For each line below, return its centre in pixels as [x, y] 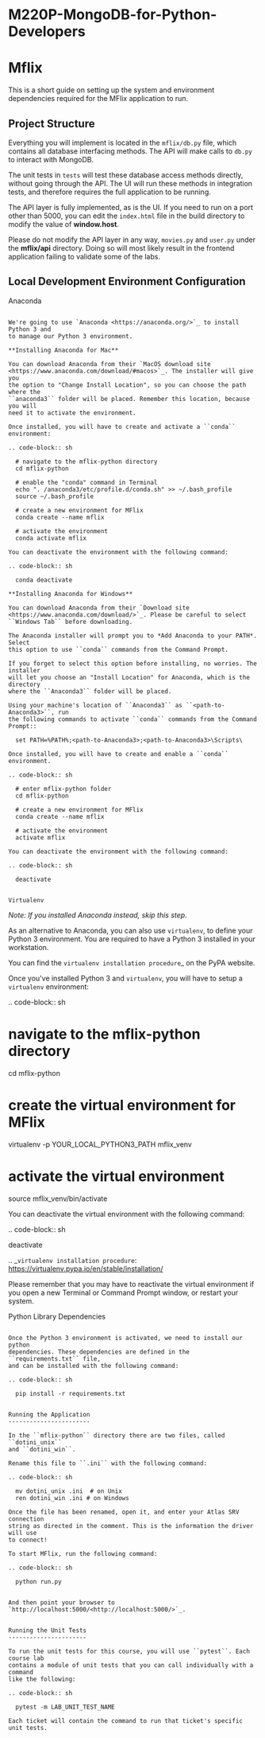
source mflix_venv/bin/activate [58, 1198]
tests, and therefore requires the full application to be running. [110, 192]
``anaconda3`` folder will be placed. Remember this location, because [129, 399]
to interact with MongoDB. [51, 159]
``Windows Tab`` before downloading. [71, 622]
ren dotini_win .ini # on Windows [72, 1498]
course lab [26, 1658]
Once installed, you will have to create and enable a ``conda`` [118, 754]
